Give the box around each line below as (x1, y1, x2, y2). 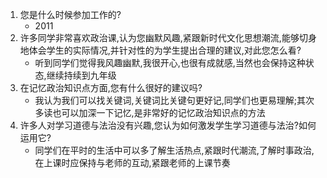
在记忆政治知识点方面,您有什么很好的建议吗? (19, 82, 203, 93)
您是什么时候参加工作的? (19, 9, 122, 20)
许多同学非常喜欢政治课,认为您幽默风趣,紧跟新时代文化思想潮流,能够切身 (19, 32, 317, 43)
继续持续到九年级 (46, 69, 117, 81)
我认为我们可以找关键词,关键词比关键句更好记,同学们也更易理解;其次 (34, 94, 315, 106)
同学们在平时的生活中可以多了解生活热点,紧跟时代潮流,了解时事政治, (34, 144, 315, 156)
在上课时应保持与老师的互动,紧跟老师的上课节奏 (34, 157, 231, 168)
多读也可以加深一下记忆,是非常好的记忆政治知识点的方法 (34, 107, 266, 118)
